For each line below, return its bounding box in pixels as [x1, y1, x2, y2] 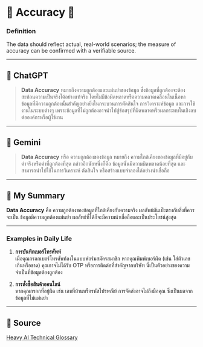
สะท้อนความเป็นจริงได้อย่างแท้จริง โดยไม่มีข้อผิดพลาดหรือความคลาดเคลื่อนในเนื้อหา [21, 93, 186, 100]
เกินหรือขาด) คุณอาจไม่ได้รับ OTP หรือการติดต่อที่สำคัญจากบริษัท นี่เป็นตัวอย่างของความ [14, 262, 190, 269]
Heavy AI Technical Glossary [6, 334, 78, 341]
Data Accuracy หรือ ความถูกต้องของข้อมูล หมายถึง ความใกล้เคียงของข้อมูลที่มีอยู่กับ [21, 154, 193, 161]
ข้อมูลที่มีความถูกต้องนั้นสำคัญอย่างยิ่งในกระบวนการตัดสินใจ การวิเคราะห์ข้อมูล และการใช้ [21, 100, 195, 108]
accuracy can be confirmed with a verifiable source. [6, 47, 137, 54]
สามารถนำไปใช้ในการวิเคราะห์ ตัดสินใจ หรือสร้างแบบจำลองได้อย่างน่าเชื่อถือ [21, 167, 170, 174]
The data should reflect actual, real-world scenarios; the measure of [6, 41, 176, 48]
